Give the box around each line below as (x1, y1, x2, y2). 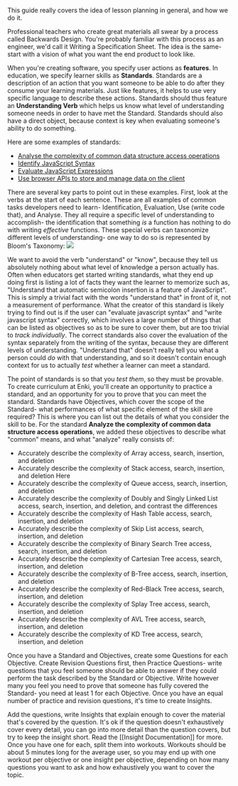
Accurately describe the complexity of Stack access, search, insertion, (17, 464, 225, 472)
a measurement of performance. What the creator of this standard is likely (7, 301, 225, 309)
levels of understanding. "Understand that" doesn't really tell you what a (7, 346, 219, 354)
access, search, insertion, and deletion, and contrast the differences (17, 502, 218, 510)
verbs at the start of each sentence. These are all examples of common (7, 195, 217, 204)
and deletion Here (17, 471, 71, 480)
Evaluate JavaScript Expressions (17, 167, 114, 175)
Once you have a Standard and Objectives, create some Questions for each (7, 651, 229, 660)
